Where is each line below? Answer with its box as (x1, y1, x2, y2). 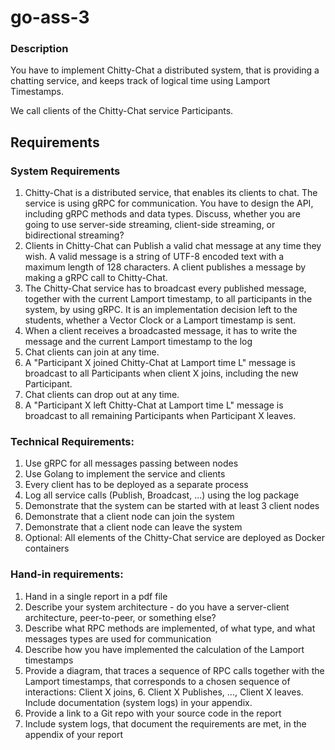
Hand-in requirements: (10, 567, 124, 581)
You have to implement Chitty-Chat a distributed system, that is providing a (10, 64, 320, 76)
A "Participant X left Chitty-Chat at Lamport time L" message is (24, 399, 284, 411)
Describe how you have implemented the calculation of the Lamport (24, 643, 305, 655)
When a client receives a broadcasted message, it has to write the (24, 325, 298, 337)
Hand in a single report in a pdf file (24, 590, 168, 602)
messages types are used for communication (24, 632, 212, 645)
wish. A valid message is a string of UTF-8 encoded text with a (24, 251, 285, 263)
